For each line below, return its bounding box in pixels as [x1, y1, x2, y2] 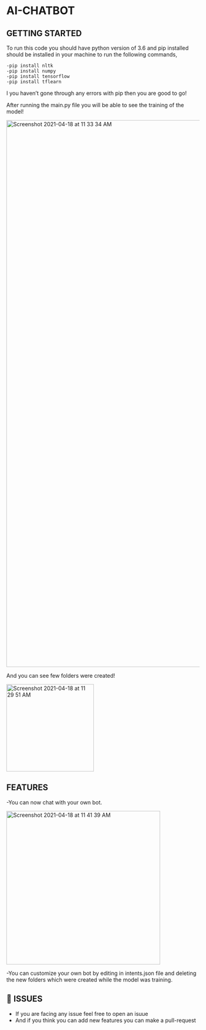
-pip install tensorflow [6, 74, 70, 80]
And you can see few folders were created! [6, 672, 115, 679]
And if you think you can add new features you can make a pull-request [15, 1017, 196, 1024]
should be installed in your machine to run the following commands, [6, 51, 178, 58]
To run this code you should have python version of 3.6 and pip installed [6, 44, 189, 51]
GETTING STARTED [6, 28, 82, 39]
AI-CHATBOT [6, 4, 75, 18]
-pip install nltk [6, 62, 53, 69]
